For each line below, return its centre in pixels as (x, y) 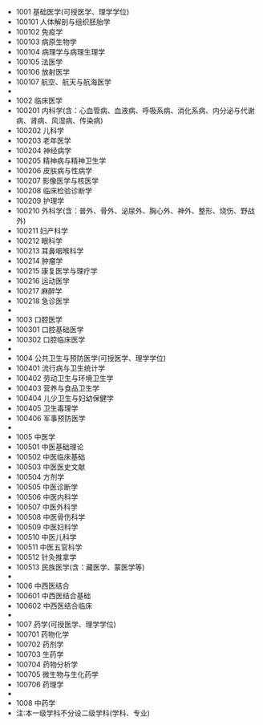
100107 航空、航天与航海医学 (64, 82)
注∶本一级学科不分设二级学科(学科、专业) (83, 713)
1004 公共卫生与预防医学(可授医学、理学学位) (91, 358)
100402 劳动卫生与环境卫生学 (65, 378)
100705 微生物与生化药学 (57, 674)
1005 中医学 (36, 437)
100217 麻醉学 (39, 291)
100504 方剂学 (40, 477)
